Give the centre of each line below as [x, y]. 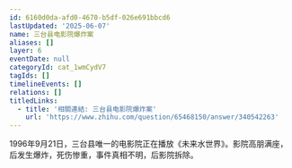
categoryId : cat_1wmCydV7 [58, 68]
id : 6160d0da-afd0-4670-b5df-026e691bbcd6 [90, 17]
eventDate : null [40, 59]
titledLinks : [34, 101]
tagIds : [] [30, 76]
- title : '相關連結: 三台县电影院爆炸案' [87, 109]
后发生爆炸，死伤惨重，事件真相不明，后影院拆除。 [104, 155]
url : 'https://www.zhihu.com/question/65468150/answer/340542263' [152, 117]
